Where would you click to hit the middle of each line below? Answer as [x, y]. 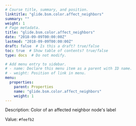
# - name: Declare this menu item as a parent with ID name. [69, 69]
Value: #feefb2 [20, 119]
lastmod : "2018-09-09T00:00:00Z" [39, 42]
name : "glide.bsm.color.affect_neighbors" [58, 91]
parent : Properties [34, 87]
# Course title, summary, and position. [47, 10]
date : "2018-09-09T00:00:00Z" [36, 37]
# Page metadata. [23, 28]
